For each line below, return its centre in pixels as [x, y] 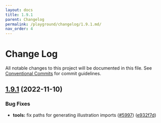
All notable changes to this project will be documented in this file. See [79, 68]
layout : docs [19, 10]
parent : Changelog [25, 19]
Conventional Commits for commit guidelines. [53, 74]
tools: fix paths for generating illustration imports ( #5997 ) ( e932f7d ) [84, 115]
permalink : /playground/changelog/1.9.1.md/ [53, 24]
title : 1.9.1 [19, 15]
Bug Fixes [18, 104]
